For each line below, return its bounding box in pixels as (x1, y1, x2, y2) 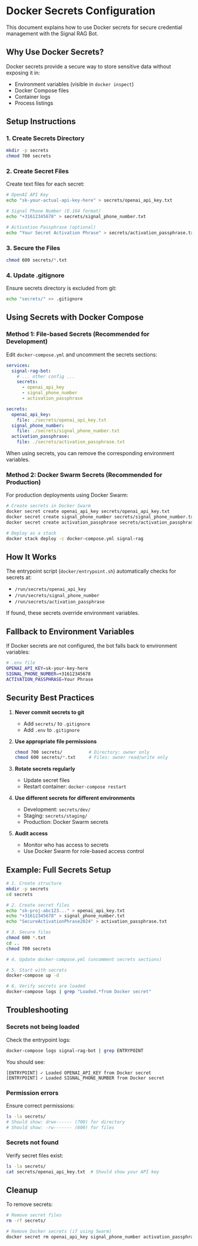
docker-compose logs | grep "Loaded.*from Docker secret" (6, 989, 151, 995)
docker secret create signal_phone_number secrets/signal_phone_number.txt (6, 514, 196, 520)
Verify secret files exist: (6, 1151, 64, 1159)
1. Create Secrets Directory (6, 134, 85, 142)
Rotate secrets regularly (14, 765, 75, 773)
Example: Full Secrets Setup (6, 865, 111, 875)
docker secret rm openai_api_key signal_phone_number (6, 1234, 141, 1240)
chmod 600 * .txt (6, 935, 46, 941)
